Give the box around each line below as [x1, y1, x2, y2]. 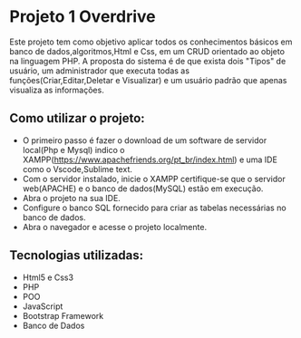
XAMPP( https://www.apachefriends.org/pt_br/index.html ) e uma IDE [22, 154, 278, 165]
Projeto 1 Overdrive [9, 6, 156, 27]
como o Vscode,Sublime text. [22, 163, 133, 174]
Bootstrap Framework [22, 310, 104, 321]
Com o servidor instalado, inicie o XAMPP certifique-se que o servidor [22, 173, 286, 184]
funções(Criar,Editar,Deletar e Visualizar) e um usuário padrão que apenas [9, 74, 287, 85]
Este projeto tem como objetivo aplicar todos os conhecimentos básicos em [9, 36, 293, 47]
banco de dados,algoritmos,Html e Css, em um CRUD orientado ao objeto [9, 45, 286, 56]
